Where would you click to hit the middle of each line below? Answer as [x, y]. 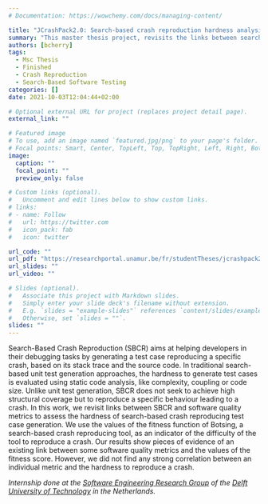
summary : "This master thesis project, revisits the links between [123, 38]
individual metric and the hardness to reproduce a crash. [101, 467]
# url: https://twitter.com [59, 222]
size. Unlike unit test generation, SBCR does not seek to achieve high [122, 391]
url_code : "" [30, 252]
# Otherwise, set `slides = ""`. [67, 318]
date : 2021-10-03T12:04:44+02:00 [64, 97]
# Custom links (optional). [55, 193]
